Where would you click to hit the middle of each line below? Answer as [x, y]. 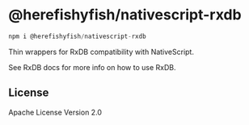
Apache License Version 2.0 [55, 112]
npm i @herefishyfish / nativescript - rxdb [78, 36]
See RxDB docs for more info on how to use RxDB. [92, 67]
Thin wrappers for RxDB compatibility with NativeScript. [101, 52]
